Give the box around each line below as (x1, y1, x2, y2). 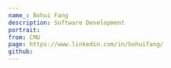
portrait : (8, 26, 41, 34)
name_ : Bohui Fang (8, 11, 69, 20)
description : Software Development (8, 19, 125, 27)
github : (8, 48, 34, 55)
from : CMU (8, 33, 41, 41)
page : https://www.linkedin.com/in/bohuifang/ (8, 41, 164, 48)
